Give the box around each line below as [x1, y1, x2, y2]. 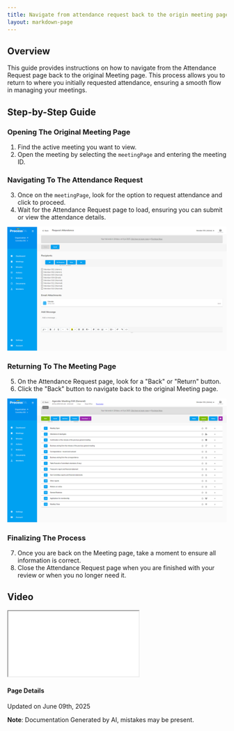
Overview [7, 45, 51, 57]
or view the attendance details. [17, 213, 107, 222]
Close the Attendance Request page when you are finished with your [17, 563, 215, 571]
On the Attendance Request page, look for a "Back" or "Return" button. [17, 377, 221, 386]
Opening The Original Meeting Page [7, 127, 131, 137]
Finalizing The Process [7, 533, 86, 543]
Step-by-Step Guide [7, 106, 96, 118]
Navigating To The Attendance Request [7, 175, 143, 185]
